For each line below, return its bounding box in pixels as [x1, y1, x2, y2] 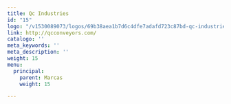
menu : [7, 61, 23, 68]
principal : [13, 67, 45, 74]
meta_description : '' [7, 49, 69, 56]
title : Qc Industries [7, 10, 69, 17]
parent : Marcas [19, 74, 63, 81]
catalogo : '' [7, 36, 45, 43]
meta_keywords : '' [7, 42, 60, 49]
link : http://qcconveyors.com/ [7, 29, 97, 37]
